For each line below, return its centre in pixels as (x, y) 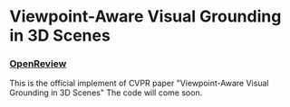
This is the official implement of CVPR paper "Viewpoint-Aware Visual (139, 84)
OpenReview (38, 64)
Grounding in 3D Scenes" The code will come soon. (106, 93)
